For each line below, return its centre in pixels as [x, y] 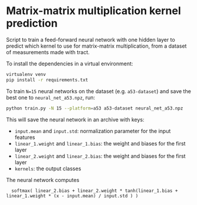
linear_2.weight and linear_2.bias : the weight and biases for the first [100, 156]
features [25, 137]
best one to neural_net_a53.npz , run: [51, 97]
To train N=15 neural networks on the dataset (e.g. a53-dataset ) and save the [99, 91]
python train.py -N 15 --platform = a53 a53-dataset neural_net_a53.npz [95, 108]
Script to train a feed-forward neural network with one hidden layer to [91, 39]
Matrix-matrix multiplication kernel [93, 11]
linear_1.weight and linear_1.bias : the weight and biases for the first [100, 143]
